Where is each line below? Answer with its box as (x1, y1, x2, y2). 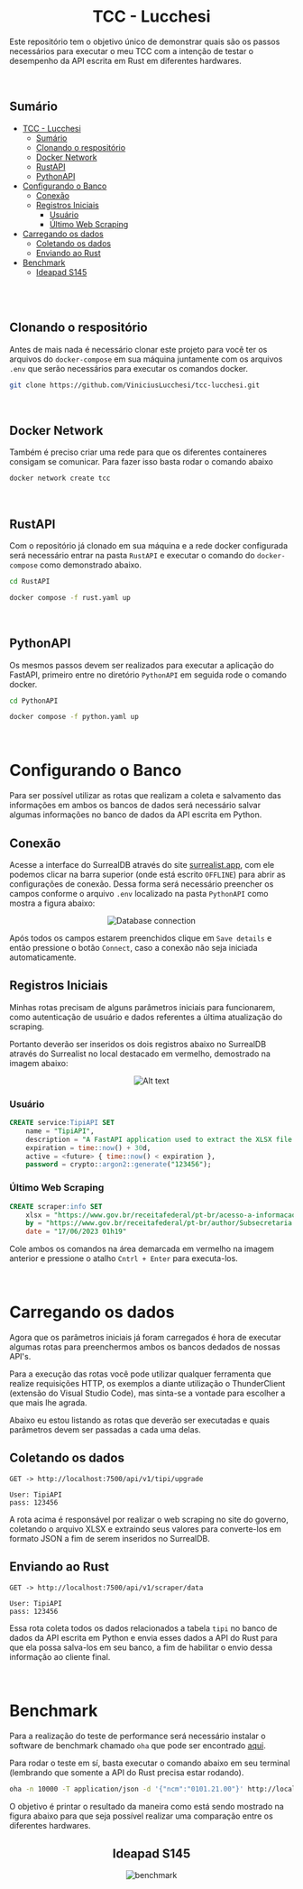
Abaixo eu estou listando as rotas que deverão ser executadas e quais (9, 1414, 271, 1426)
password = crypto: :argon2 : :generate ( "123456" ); (25, 1160, 212, 1169)
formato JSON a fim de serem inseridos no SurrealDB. (9, 1533, 210, 1543)
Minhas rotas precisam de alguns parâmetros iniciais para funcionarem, (9, 1001, 276, 1012)
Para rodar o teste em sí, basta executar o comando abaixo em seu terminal (9, 1757, 290, 1768)
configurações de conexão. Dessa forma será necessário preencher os (9, 879, 274, 889)
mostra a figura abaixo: (9, 898, 96, 908)
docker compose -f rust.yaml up (9, 593, 131, 602)
